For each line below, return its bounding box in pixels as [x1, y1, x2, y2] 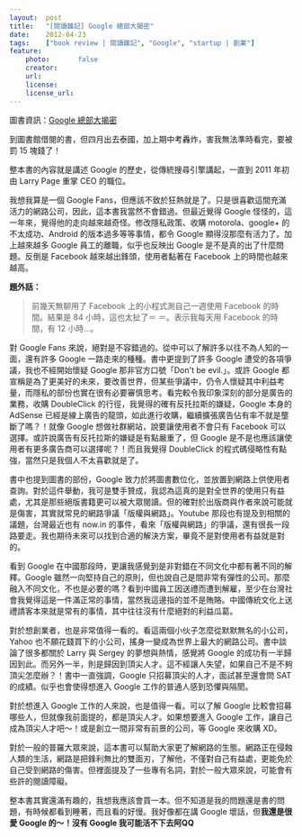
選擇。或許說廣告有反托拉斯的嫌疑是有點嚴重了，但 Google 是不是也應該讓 [9, 432, 285, 442]
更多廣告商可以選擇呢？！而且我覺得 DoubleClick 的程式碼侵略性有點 [32, 443, 288, 454]
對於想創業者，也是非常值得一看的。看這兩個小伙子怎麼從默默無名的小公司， [9, 624, 293, 635]
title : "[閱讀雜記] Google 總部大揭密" [9, 22, 155, 31]
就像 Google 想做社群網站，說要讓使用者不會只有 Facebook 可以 [48, 421, 287, 432]
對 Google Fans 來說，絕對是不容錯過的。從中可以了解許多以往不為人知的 [9, 341, 281, 352]
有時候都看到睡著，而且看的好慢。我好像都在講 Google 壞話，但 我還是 [24, 805, 285, 816]
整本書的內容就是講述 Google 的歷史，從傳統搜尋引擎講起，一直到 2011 [9, 164, 271, 175]
